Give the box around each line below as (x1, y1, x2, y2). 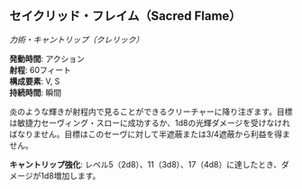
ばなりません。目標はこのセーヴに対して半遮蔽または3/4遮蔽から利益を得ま (9, 129, 290, 139)
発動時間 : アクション (9, 53, 86, 64)
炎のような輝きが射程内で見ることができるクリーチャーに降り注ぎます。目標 (9, 106, 293, 117)
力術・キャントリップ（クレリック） (9, 34, 144, 45)
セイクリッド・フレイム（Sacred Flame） (9, 8, 242, 24)
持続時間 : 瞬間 (9, 86, 61, 97)
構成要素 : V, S (9, 76, 60, 86)
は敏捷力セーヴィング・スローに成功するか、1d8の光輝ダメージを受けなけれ (9, 117, 290, 128)
